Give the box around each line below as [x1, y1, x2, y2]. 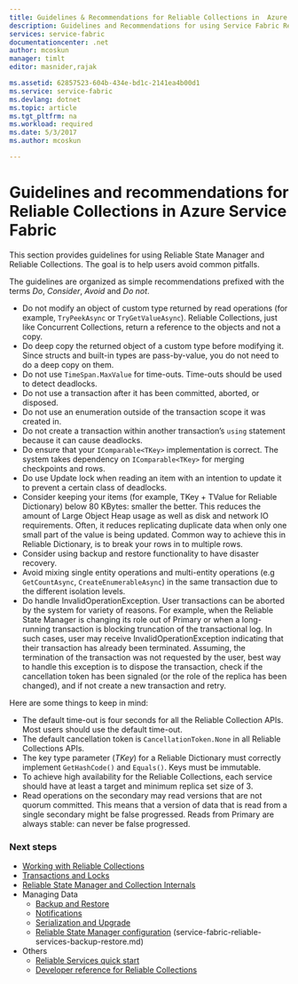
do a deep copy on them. [21, 359, 114, 369]
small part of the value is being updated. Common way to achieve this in [21, 529, 286, 540]
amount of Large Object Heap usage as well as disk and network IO [21, 510, 269, 520]
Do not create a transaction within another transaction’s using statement [21, 425, 286, 436]
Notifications [35, 908, 82, 919]
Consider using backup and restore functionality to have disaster [21, 548, 260, 559]
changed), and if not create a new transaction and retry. [21, 680, 227, 691]
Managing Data [21, 889, 78, 900]
